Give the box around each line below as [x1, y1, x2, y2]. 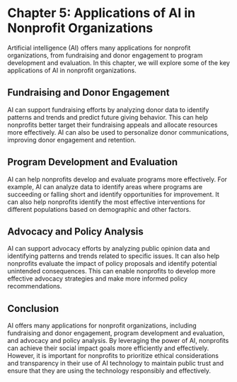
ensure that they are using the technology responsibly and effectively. [7, 366, 211, 375]
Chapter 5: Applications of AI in [7, 5, 196, 21]
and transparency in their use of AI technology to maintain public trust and [7, 359, 224, 368]
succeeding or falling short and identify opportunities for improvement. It [7, 190, 219, 198]
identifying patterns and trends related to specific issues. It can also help [7, 252, 220, 260]
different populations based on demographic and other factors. [7, 205, 191, 213]
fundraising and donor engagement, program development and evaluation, [7, 329, 225, 337]
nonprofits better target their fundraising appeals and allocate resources [7, 120, 218, 129]
